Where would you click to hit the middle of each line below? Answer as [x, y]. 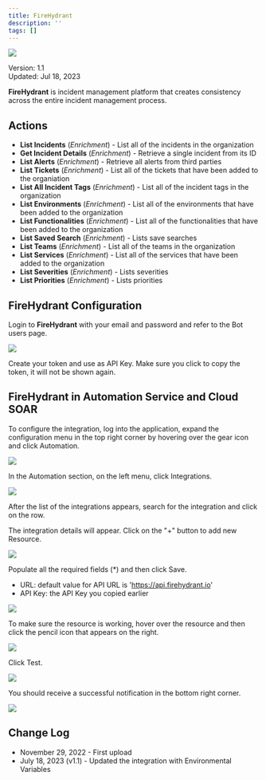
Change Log [39, 733]
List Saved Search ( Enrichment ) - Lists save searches [108, 238]
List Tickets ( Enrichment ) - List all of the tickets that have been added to [139, 170]
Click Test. [25, 662]
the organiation [45, 179]
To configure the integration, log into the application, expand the [114, 428]
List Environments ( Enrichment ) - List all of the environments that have [137, 204]
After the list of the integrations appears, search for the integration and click [133, 506]
